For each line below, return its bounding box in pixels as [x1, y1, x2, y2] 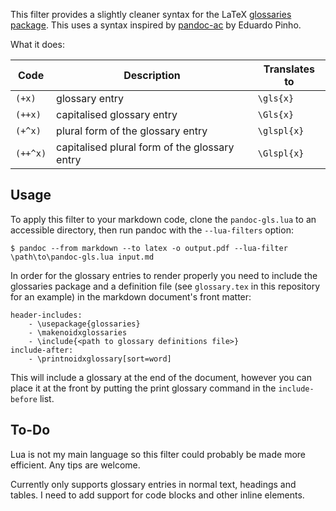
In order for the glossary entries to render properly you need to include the [10, 269, 318, 281]
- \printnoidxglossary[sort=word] [28, 354, 172, 364]
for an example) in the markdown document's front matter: [10, 290, 252, 303]
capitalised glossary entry [56, 108, 178, 121]
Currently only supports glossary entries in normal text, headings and [10, 478, 297, 490]
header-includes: [10, 310, 83, 320]
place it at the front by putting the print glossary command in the [10, 382, 277, 394]
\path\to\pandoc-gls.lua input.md [10, 252, 155, 262]
